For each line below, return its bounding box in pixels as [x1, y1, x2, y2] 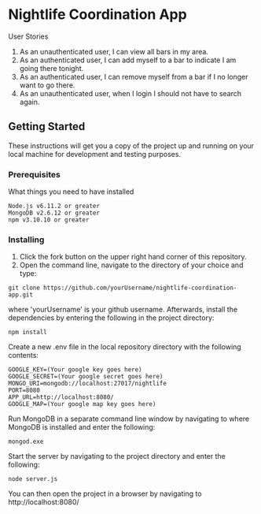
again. [19, 97, 40, 106]
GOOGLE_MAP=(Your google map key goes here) [8, 400, 156, 408]
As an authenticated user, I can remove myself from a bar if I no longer [19, 72, 249, 81]
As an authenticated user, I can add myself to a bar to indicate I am [19, 55, 237, 65]
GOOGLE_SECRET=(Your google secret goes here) [8, 373, 164, 381]
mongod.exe [8, 438, 44, 446]
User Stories [8, 32, 49, 41]
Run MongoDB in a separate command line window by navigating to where [8, 414, 250, 423]
